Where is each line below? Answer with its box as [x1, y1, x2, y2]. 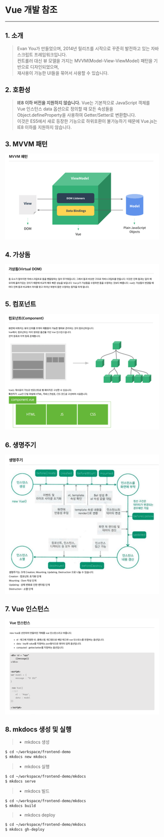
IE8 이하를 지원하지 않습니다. [17, 124, 72, 130]
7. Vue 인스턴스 [5, 605, 50, 613]
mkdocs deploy [24, 812, 56, 818]
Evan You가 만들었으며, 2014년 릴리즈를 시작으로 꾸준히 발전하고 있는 [17, 45, 150, 51]
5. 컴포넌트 [5, 300, 37, 308]
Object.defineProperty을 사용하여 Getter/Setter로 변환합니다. [17, 112, 137, 118]
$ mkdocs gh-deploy [5, 827, 45, 832]
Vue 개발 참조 [5, 4, 58, 16]
